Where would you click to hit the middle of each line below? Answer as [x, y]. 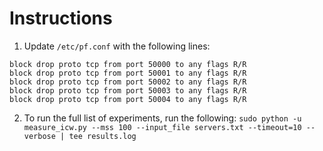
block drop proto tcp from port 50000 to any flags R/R [128, 64]
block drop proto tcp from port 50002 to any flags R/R [128, 82]
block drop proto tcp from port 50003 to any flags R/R [128, 90]
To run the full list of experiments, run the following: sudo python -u [162, 118]
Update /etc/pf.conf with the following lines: [117, 46]
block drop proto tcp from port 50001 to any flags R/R [128, 73]
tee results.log [102, 136]
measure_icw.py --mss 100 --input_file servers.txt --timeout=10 [162, 127]
